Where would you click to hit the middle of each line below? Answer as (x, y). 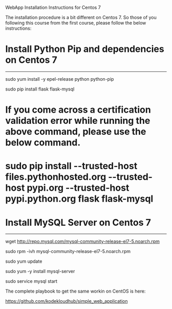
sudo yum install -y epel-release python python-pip (60, 79)
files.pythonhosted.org (56, 177)
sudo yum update (24, 261)
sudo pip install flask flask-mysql (40, 89)
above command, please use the (76, 132)
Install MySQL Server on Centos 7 (78, 222)
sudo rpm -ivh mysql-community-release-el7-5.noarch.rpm (68, 251)
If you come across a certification (78, 110)
